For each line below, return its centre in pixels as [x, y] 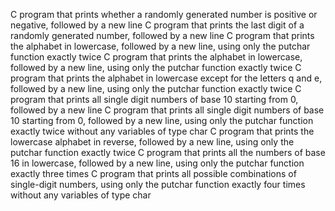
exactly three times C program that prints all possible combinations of [153, 173]
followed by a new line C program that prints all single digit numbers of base [167, 110]
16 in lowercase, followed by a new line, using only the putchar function [157, 163]
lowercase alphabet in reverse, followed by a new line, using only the [152, 142]
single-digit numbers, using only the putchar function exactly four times [158, 184]
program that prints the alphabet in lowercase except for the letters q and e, [166, 78]
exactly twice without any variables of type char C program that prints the [162, 131]
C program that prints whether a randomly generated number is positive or [164, 14]
